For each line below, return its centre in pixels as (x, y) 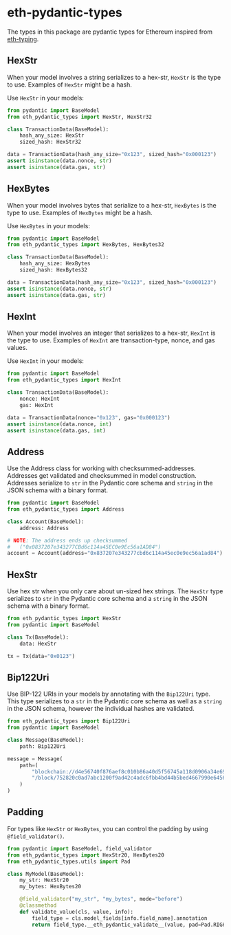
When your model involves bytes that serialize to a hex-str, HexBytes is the (112, 205)
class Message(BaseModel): (46, 740)
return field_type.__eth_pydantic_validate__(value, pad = (117, 925)
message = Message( (35, 759)
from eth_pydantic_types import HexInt (64, 380)
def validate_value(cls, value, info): (77, 912)
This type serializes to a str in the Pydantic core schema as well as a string (114, 701)
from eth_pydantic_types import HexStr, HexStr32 (80, 117)
